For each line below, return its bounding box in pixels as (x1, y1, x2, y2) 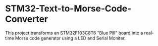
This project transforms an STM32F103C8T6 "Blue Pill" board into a (5, 30, 143, 36)
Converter (5, 13, 48, 25)
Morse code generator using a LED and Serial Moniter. (15, 35, 126, 41)
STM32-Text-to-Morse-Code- (5, 3, 132, 14)
